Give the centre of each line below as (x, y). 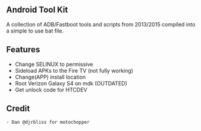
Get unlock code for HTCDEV (51, 90)
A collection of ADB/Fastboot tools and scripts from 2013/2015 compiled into (101, 24)
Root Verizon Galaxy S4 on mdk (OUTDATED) (71, 83)
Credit (18, 108)
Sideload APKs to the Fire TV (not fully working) (74, 70)
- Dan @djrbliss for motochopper (48, 123)
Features (23, 50)
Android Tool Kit (37, 10)
